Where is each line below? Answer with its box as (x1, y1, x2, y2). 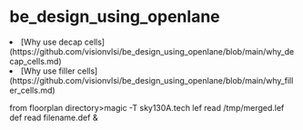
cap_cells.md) (9, 55, 62, 66)
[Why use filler (21, 65, 76, 76)
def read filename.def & (9, 112, 98, 123)
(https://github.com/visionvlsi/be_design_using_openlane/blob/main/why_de (9, 45, 295, 56)
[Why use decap (21, 36, 83, 47)
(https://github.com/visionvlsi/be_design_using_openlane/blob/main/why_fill (9, 75, 294, 85)
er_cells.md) (9, 85, 56, 95)
